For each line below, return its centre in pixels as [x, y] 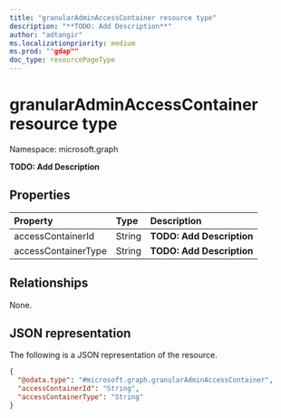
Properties [40, 195]
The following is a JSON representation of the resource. [113, 355]
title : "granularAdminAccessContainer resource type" [113, 18]
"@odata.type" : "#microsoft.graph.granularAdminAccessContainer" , [145, 380]
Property [34, 220]
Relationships [49, 283]
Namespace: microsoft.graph [64, 149]
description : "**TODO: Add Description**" [91, 26]
